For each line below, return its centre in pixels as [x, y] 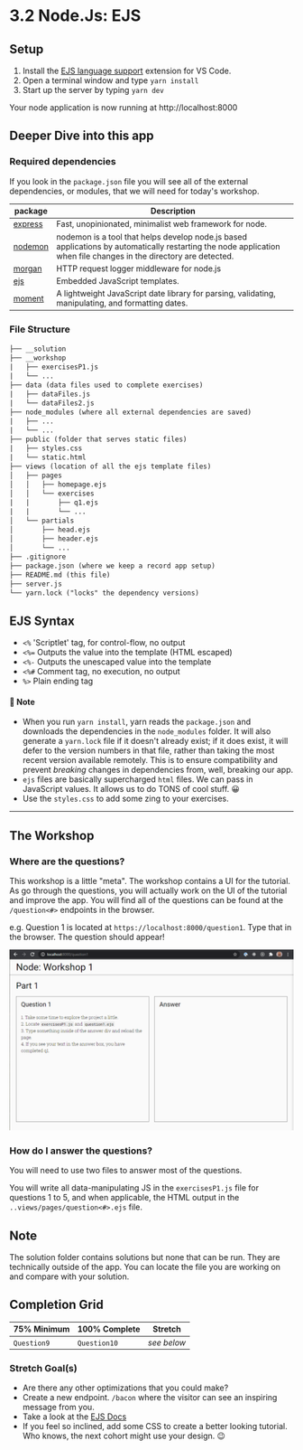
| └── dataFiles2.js [52, 403]
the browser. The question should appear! [87, 937]
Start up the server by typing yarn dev [93, 90]
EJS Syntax [42, 621]
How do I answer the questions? [81, 1151]
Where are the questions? [67, 862]
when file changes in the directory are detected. [145, 256]
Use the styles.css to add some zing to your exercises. [125, 799]
